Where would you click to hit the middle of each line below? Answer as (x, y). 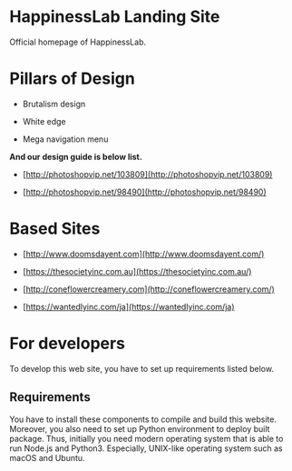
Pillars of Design (73, 79)
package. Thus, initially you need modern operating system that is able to (146, 438)
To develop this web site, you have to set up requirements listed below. (142, 368)
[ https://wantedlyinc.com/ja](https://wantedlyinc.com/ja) (128, 306)
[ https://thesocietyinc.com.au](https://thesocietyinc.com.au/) (137, 271)
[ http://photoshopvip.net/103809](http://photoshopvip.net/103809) (147, 174)
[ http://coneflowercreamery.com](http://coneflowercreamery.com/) (148, 289)
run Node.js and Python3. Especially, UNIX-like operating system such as (146, 448)
